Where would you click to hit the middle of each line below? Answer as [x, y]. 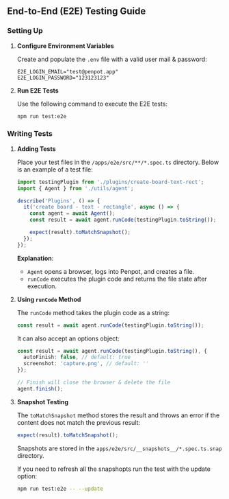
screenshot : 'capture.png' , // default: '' [86, 364]
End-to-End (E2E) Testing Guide [77, 11]
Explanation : [35, 258]
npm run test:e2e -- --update [60, 489]
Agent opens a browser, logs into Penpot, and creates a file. [111, 271]
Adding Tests [36, 149]
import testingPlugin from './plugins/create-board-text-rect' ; [110, 182]
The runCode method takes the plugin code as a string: [93, 312]
